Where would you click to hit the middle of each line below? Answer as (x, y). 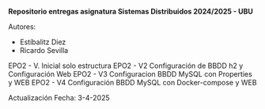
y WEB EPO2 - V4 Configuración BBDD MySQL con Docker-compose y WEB (132, 83)
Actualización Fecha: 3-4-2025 (59, 98)
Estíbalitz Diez (43, 42)
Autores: (22, 26)
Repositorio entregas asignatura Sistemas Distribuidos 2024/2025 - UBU (131, 11)
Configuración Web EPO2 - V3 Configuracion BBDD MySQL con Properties (131, 74)
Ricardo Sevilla (44, 50)
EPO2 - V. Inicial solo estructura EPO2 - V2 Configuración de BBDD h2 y (126, 66)
